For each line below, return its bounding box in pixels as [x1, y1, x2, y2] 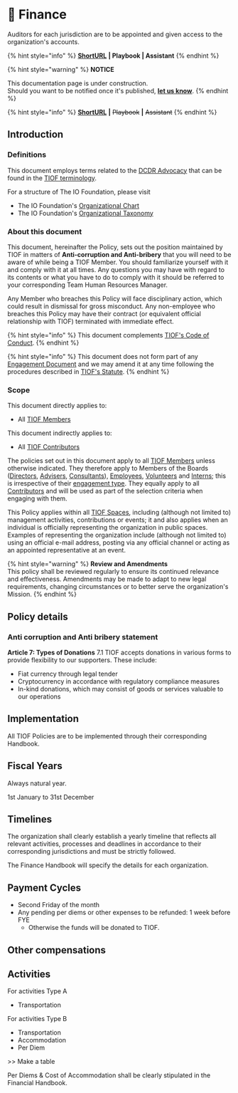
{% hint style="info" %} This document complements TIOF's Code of [7, 330, 210, 339]
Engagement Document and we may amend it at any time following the [7, 360, 215, 368]
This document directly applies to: [7, 402, 107, 410]
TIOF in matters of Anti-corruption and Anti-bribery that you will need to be [7, 250, 232, 258]
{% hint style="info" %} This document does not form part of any [7, 352, 199, 360]
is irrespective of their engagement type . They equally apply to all [7, 479, 200, 488]
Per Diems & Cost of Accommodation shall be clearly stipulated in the [7, 1071, 211, 1079]
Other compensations [7, 943, 107, 956]
